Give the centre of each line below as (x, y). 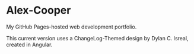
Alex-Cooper (39, 10)
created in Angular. (29, 45)
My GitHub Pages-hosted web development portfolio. (71, 27)
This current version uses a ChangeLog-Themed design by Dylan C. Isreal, (97, 38)
